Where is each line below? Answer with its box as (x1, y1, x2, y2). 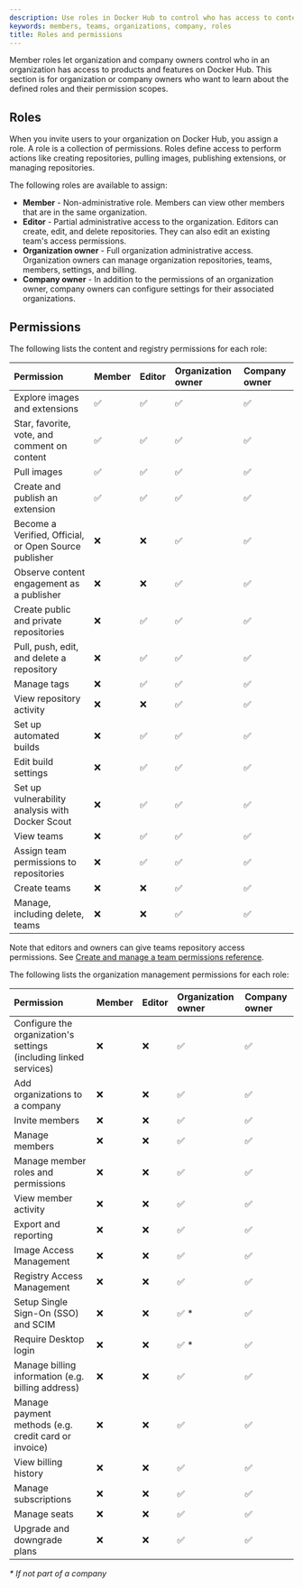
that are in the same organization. (22, 207, 148, 217)
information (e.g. (14, 1371, 85, 1382)
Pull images (14, 466, 63, 478)
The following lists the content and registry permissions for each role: (9, 344, 268, 354)
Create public (14, 604, 71, 615)
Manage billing (14, 1359, 77, 1371)
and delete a (14, 651, 67, 664)
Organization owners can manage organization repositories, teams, (22, 254, 272, 266)
